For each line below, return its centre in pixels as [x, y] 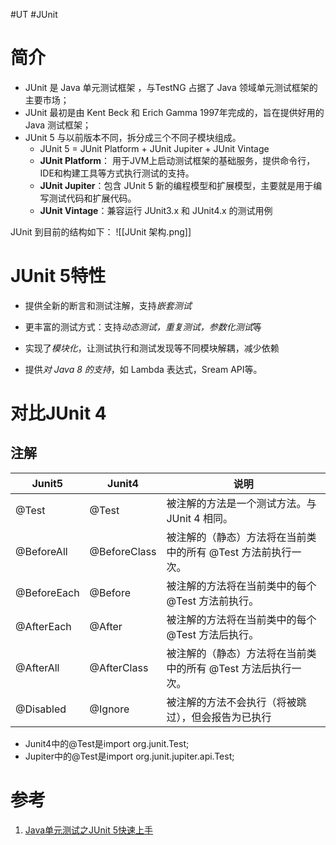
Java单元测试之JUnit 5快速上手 [88, 830]
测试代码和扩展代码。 [92, 198]
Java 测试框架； [58, 125]
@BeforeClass [123, 551]
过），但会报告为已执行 [219, 717]
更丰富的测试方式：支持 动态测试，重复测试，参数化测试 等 [143, 326]
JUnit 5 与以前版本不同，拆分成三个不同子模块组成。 [133, 137]
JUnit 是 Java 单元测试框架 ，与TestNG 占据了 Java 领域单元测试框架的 [171, 87]
